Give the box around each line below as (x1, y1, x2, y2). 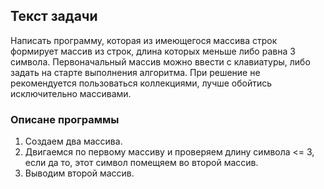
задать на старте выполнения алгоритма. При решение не (10, 66, 261, 78)
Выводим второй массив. (24, 167, 135, 179)
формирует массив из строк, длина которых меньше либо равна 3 (10, 45, 296, 57)
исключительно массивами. (10, 87, 132, 99)
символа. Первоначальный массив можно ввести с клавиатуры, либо (10, 55, 311, 68)
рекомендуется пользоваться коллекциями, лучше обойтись (10, 77, 273, 89)
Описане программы (10, 112, 120, 126)
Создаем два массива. (24, 135, 123, 148)
